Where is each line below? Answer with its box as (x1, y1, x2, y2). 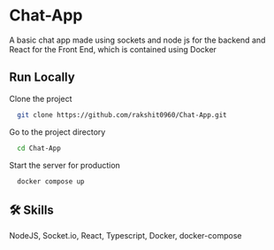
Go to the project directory (9, 126, 106, 137)
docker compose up (17, 176, 86, 186)
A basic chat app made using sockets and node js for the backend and (9, 35, 266, 45)
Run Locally (9, 70, 75, 85)
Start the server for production (9, 160, 121, 170)
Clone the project (9, 93, 72, 104)
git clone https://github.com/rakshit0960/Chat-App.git (17, 110, 227, 120)
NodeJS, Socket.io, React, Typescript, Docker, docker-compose (9, 230, 242, 241)
